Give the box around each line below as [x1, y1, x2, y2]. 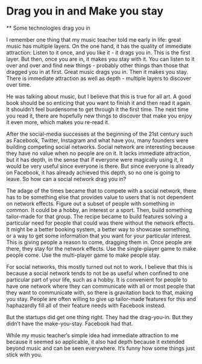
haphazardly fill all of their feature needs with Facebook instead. [6, 302, 166, 309]
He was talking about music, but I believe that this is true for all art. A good [6, 93, 192, 100]
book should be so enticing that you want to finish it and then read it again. [6, 99, 192, 107]
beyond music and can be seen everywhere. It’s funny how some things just [6, 344, 195, 352]
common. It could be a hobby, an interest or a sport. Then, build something [6, 206, 192, 213]
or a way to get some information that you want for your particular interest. [6, 232, 192, 239]
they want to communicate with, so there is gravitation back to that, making [6, 289, 194, 296]
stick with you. [6, 351, 42, 358]
